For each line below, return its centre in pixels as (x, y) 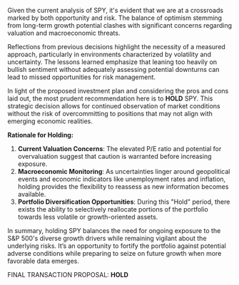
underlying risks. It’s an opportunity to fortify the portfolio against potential (117, 246)
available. (32, 194)
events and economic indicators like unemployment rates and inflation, (122, 179)
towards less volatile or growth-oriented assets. (88, 217)
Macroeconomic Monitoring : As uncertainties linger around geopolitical (124, 171)
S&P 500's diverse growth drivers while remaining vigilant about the (107, 238)
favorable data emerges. (44, 261)
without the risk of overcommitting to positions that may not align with (110, 114)
